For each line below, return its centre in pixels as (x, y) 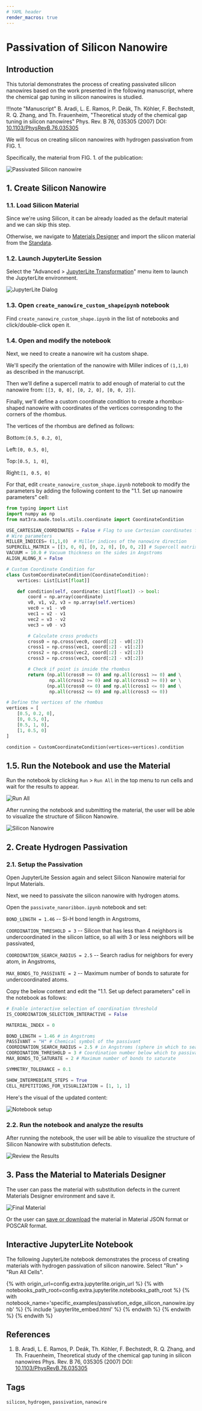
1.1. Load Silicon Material (43, 205)
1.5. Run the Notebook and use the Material (88, 765)
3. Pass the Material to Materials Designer (86, 1175)
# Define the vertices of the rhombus (55, 702)
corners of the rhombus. (37, 414)
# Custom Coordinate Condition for (51, 569)
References (28, 1334)
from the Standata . (29, 243)
